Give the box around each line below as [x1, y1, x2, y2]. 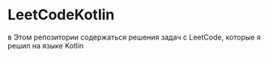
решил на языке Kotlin [7, 40, 84, 50]
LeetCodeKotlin [7, 6, 115, 24]
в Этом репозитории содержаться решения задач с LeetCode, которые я [7, 32, 261, 42]
